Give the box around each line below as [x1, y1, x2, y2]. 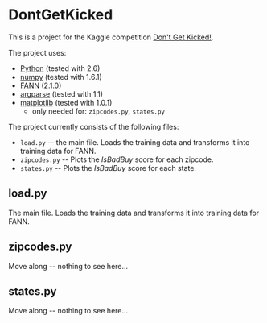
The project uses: [8, 48, 67, 57]
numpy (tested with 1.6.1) [19, 72, 102, 81]
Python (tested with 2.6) [19, 63, 101, 73]
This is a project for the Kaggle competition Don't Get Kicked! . [8, 32, 214, 42]
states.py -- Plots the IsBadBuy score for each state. [19, 163, 197, 172]
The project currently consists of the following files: [8, 122, 179, 131]
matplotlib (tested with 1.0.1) [19, 97, 113, 107]
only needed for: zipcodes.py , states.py [31, 106, 165, 116]
